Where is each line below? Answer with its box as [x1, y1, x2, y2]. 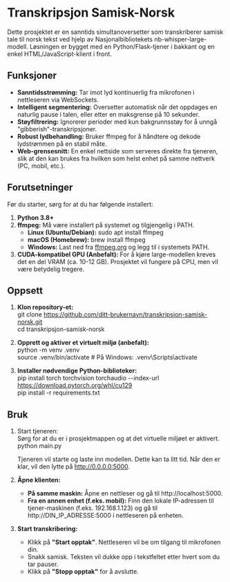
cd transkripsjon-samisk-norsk [17, 325, 105, 333]
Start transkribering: [17, 525, 78, 533]
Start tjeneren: [17, 427, 59, 435]
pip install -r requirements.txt [17, 388, 100, 397]
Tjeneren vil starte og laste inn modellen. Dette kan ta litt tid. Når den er [17, 455, 221, 464]
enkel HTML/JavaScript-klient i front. [7, 50, 113, 58]
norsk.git [17, 318, 43, 326]
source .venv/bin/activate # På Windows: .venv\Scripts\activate [17, 353, 198, 362]
